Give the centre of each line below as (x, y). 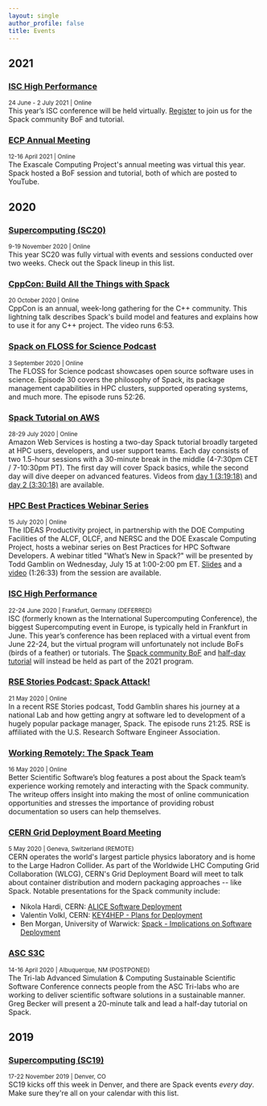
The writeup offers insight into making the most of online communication (129, 795)
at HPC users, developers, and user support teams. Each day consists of (129, 450)
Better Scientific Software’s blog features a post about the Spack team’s (127, 778)
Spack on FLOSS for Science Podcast (82, 347)
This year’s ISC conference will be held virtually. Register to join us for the (130, 111)
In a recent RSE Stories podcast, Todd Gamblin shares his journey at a (124, 706)
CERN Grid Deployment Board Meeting (85, 833)
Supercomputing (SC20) (57, 230)
